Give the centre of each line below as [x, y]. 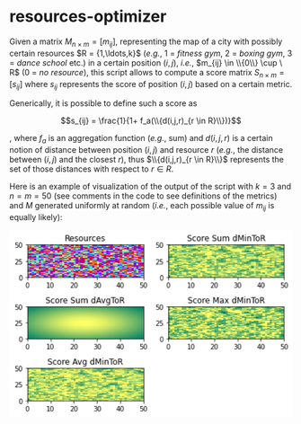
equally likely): [36, 216]
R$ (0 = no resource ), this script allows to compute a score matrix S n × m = [147, 73]
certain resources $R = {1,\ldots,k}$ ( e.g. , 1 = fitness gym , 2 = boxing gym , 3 [151, 53]
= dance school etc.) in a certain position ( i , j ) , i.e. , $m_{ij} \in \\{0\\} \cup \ [146, 62]
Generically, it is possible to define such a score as [103, 103]
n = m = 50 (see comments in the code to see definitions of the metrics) [143, 196]
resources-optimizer [88, 17]
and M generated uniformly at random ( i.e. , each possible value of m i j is [142, 207]
